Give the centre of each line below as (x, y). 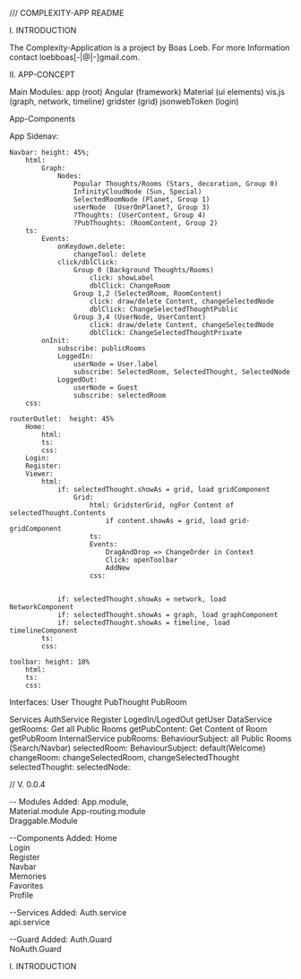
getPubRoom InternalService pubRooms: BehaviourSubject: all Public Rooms (150, 739)
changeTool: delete (109, 254)
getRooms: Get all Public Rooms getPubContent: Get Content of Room (138, 729)
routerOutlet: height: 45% (62, 419)
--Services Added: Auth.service (68, 912)
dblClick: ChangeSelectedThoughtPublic (164, 309)
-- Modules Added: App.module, (69, 802)
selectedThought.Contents (57, 513)
